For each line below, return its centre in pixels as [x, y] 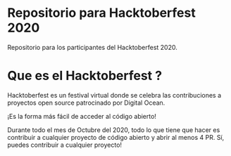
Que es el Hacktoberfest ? [85, 76]
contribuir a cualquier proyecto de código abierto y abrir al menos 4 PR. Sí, [116, 137]
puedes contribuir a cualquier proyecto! [64, 145]
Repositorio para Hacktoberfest [101, 13]
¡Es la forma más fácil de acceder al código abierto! [82, 116]
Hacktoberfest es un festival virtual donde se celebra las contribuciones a [114, 95]
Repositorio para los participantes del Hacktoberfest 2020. [92, 47]
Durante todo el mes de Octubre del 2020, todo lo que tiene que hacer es [114, 130]
